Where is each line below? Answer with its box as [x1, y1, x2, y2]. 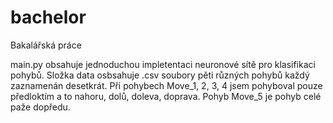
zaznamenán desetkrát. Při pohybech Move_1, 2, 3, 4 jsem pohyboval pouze [10, 79, 323, 91]
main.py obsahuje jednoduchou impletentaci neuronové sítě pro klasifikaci [10, 58, 316, 70]
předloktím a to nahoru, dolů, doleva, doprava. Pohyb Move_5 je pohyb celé [10, 90, 322, 102]
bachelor [10, 6, 87, 29]
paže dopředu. [10, 101, 71, 113]
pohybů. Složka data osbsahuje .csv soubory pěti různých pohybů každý [10, 69, 310, 81]
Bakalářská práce [10, 39, 82, 51]
